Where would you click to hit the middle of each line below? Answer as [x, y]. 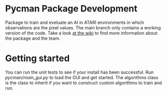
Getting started [37, 58]
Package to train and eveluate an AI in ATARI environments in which [74, 22]
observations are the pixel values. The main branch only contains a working [83, 27]
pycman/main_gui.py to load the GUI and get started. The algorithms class [82, 77]
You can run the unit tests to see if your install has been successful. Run [79, 72]
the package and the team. [33, 38]
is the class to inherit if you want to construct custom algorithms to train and [84, 83]
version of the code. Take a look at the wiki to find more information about [81, 33]
